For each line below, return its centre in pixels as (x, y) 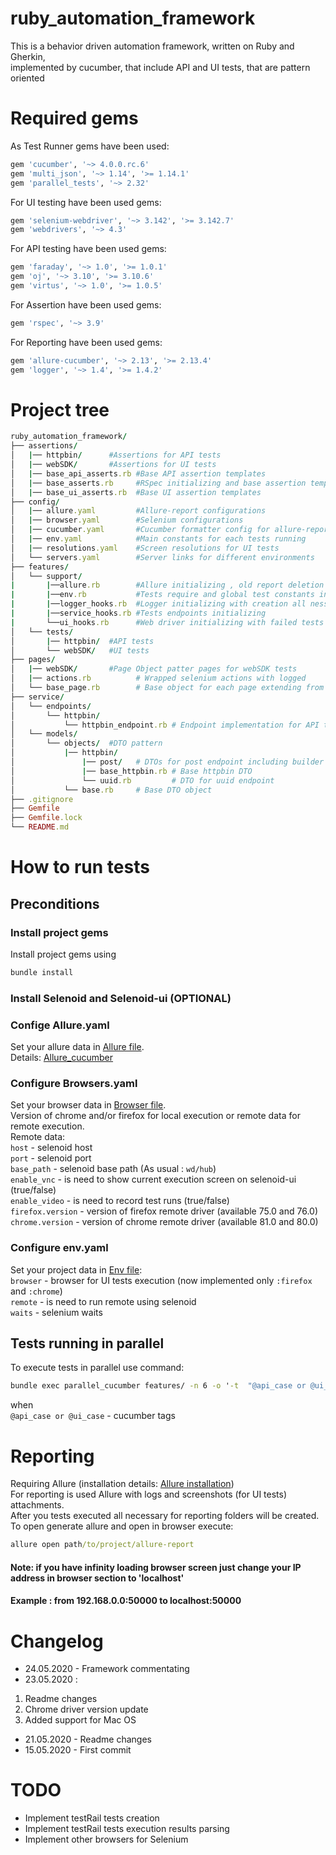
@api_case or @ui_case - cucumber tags (93, 1416)
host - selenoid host (51, 1148)
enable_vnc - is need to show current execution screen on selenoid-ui (153, 1179)
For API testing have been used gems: (88, 249)
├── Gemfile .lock (46, 818)
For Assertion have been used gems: (86, 304)
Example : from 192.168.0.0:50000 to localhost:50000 (126, 1601)
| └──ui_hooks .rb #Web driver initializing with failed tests (167, 622)
